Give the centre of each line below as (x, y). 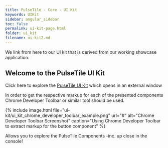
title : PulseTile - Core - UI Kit (41, 10)
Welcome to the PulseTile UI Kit (55, 73)
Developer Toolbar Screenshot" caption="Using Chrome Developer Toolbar (83, 120)
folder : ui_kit (21, 33)
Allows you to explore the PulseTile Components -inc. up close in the (76, 135)
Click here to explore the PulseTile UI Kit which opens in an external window (83, 85)
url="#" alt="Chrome (133, 115)
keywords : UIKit (22, 15)
